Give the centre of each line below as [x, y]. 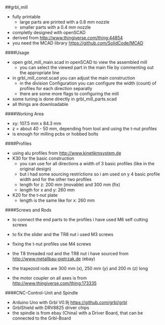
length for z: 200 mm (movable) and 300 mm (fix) [70, 185]
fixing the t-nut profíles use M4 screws [52, 244]
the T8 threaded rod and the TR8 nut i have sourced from [70, 254]
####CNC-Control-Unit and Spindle [42, 293]
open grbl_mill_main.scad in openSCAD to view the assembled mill [80, 62]
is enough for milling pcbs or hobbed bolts [55, 134]
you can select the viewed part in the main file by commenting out [87, 67]
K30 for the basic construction [43, 158]
